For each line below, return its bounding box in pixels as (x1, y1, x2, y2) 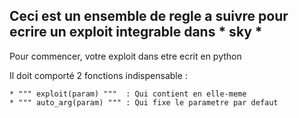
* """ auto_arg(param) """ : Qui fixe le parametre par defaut (9, 97, 279, 108)
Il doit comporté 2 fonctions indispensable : (9, 69, 188, 81)
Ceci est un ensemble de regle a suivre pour (9, 8, 289, 25)
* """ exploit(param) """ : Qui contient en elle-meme (9, 89, 247, 99)
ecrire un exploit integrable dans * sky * (9, 24, 263, 41)
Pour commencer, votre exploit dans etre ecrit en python (9, 50, 242, 62)
